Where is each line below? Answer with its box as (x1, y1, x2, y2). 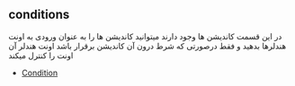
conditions (8, 7, 70, 22)
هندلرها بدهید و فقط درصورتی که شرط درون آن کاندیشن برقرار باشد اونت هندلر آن (8, 40, 287, 51)
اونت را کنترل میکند (8, 49, 74, 61)
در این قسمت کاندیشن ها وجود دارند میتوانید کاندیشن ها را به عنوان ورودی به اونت (8, 30, 282, 41)
